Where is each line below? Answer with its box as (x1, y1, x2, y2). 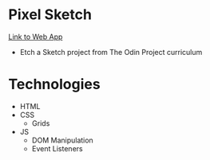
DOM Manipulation (31, 135, 93, 145)
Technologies (8, 76, 101, 93)
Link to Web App (8, 32, 63, 41)
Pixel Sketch (8, 6, 92, 24)
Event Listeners (31, 143, 83, 153)
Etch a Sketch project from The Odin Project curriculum (19, 47, 203, 57)
